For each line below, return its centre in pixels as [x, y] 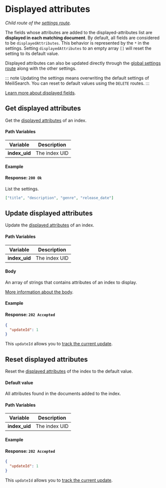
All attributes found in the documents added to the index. [63, 394]
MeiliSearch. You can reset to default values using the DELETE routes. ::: [77, 83]
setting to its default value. [32, 54]
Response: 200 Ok [23, 178]
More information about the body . [39, 292]
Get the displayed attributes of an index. [46, 120]
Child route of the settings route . [38, 23]
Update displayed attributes [49, 213]
